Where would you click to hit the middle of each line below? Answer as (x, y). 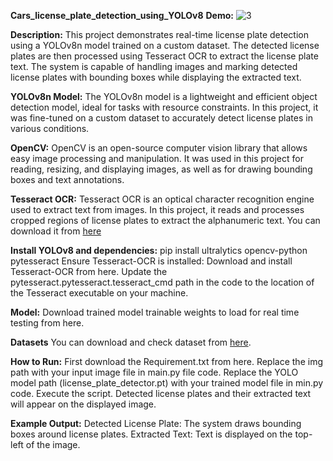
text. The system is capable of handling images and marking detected (154, 66)
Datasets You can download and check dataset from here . (131, 342)
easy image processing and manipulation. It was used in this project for (157, 158)
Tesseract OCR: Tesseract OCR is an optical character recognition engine (162, 199)
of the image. (53, 444)
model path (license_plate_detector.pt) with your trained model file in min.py (167, 383)
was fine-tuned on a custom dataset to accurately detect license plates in (161, 118)
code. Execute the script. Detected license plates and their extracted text (161, 393)
